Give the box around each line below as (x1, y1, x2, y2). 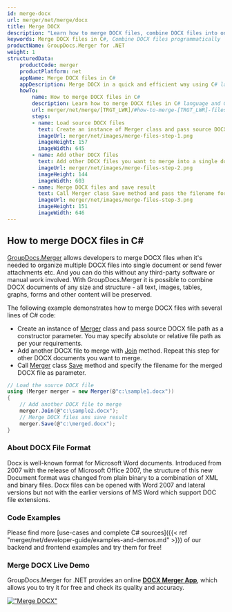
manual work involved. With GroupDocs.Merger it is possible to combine (7, 275, 213, 284)
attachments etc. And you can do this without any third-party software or (7, 268, 215, 277)
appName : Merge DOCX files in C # (19, 74, 116, 82)
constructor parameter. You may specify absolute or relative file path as (17, 331, 222, 340)
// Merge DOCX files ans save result (19, 414, 128, 420)
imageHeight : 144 (37, 171, 88, 178)
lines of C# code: (7, 310, 57, 319)
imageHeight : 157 (37, 139, 88, 146)
